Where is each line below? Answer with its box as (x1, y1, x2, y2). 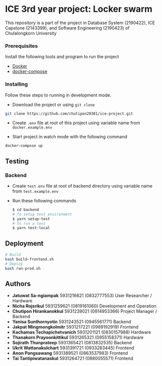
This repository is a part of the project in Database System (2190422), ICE (5, 20, 155, 26)
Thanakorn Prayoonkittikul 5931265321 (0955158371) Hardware (12, 334, 144, 340)
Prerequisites (5, 42, 38, 49)
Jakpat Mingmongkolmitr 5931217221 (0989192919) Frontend (12, 324, 139, 330)
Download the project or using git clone (12, 101, 95, 107)
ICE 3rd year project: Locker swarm (5, 3, 153, 15)
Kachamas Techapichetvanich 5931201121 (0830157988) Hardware (12, 329, 151, 335)
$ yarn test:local (12, 226, 50, 231)
